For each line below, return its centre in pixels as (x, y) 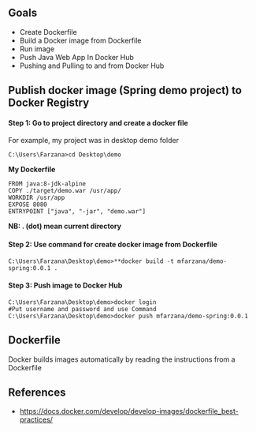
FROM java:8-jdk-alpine (47, 184)
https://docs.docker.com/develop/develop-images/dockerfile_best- (129, 411)
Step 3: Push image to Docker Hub (65, 285)
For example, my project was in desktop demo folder (94, 141)
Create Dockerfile (48, 32)
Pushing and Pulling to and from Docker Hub (92, 66)
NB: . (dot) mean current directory (65, 226)
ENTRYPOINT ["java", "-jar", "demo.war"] (77, 212)
